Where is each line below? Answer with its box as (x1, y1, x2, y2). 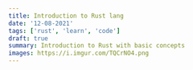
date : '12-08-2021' (8, 19, 74, 27)
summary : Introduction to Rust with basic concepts (8, 42, 185, 50)
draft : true (8, 34, 48, 43)
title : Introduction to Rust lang (8, 11, 125, 20)
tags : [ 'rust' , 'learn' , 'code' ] (8, 27, 121, 35)
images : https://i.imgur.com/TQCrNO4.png (8, 49, 150, 57)
